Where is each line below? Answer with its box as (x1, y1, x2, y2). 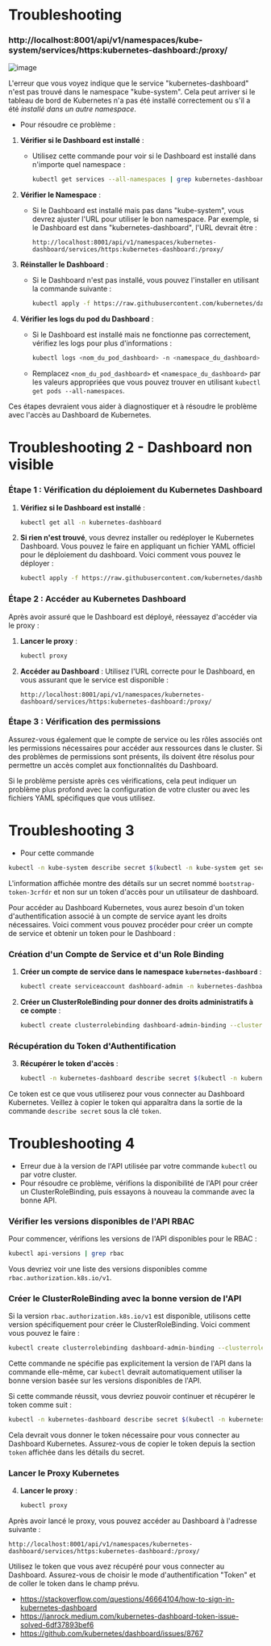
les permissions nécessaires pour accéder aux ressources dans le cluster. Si (8, 743, 263, 753)
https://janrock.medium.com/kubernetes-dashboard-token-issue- (19, 1611, 240, 1621)
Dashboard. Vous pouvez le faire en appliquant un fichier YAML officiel (19, 541, 256, 551)
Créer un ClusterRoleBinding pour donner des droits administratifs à (19, 997, 254, 1006)
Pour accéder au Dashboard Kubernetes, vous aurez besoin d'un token (8, 902, 244, 912)
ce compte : (19, 1006, 61, 1015)
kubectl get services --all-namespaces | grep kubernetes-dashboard (31, 175, 268, 183)
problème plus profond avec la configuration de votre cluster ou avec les (8, 784, 250, 794)
